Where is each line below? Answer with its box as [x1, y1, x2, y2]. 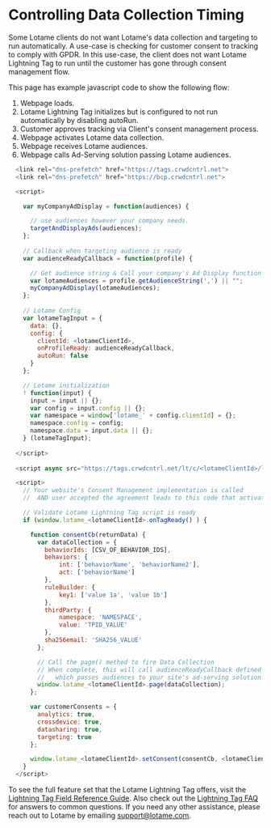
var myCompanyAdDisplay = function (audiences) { [23, 202, 190, 210]
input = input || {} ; [29, 397, 103, 405]
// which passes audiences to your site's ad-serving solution [37, 673, 262, 682]
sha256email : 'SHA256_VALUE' [44, 636, 143, 644]
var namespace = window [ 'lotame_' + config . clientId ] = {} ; [29, 411, 236, 420]
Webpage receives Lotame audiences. [19, 141, 148, 151]
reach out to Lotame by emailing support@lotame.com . [8, 811, 192, 821]
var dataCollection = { [37, 538, 117, 546]
